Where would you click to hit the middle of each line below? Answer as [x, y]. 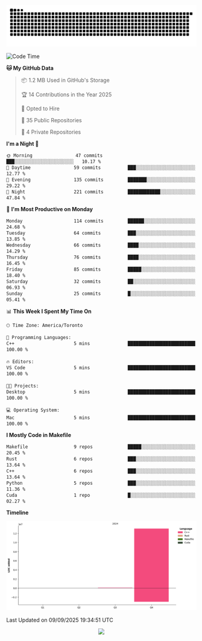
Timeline [17, 512]
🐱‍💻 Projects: [23, 386]
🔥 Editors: [20, 361]
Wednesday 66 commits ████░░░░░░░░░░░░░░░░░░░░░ [101, 245]
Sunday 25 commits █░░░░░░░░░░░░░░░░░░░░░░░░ [101, 294]
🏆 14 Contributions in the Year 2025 [66, 94]
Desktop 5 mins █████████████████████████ [101, 392]
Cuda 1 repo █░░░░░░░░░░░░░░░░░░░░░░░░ [101, 495]
